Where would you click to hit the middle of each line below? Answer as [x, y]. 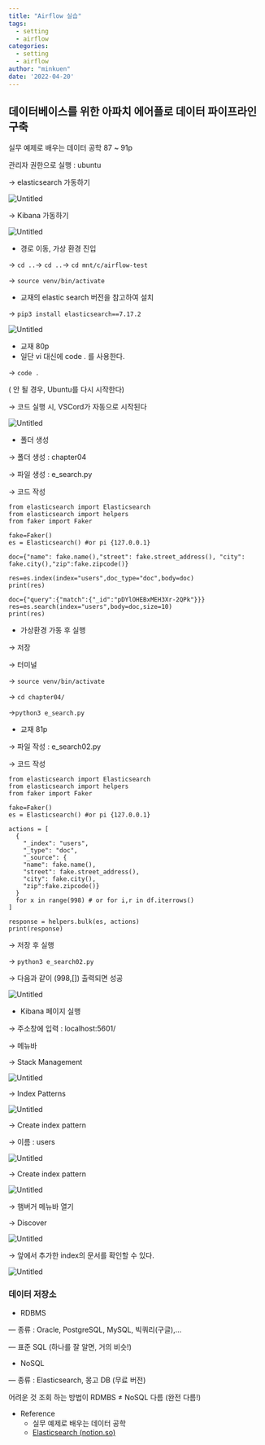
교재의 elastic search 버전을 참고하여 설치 [87, 297]
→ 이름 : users [32, 1142]
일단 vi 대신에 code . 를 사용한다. [72, 357]
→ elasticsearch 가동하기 [50, 182]
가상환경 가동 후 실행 [53, 630]
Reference [37, 1413]
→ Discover [28, 1223]
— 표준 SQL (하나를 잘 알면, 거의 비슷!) [70, 1346]
